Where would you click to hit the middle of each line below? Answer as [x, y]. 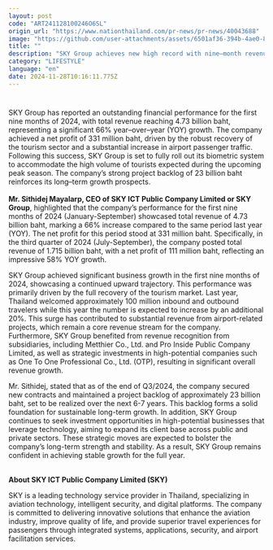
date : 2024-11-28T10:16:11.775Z [63, 76]
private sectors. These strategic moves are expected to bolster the [120, 438]
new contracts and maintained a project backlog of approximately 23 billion [135, 395]
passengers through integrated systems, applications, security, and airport [133, 530]
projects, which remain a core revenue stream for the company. [115, 327]
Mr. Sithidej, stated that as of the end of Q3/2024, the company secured [129, 386]
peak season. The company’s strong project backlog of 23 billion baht [126, 172]
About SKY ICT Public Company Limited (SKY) [88, 479]
